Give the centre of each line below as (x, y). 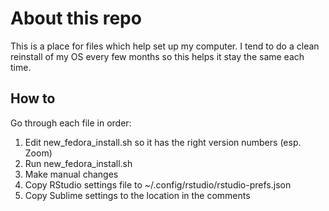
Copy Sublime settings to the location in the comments (137, 195)
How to (33, 98)
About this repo (76, 18)
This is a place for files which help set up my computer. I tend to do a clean (165, 46)
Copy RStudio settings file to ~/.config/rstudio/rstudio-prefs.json (158, 184)
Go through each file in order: (71, 123)
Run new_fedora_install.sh (78, 163)
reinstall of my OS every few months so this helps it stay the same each (157, 56)
